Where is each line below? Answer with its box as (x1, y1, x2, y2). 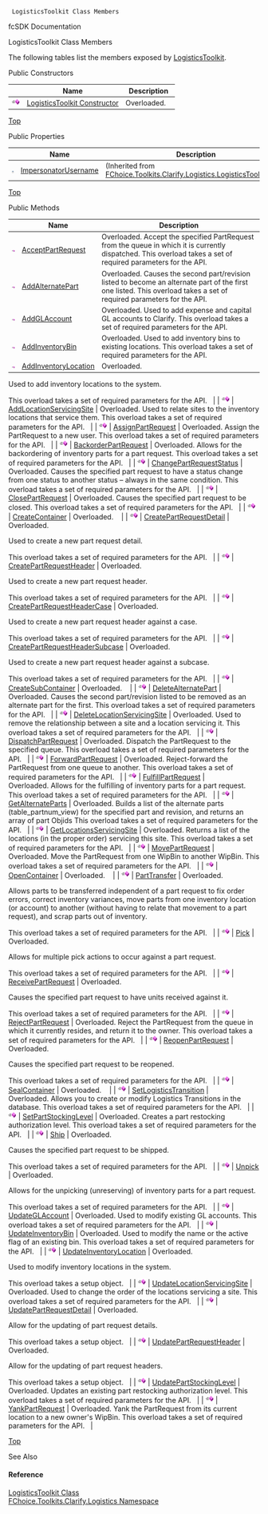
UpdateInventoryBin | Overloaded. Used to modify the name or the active (8, 1228, 249, 1238)
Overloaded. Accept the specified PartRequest (100, 232, 254, 242)
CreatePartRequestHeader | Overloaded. (8, 561, 142, 570)
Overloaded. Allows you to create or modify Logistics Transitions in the (8, 1094, 242, 1103)
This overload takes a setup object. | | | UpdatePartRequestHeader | (8, 1337, 246, 1346)
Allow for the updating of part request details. (8, 1320, 158, 1329)
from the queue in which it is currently (100, 240, 226, 250)
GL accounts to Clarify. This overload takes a (100, 313, 249, 323)
